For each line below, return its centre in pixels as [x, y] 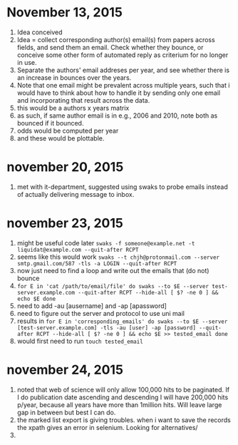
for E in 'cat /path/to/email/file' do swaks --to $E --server [113, 286]
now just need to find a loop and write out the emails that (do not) [113, 270]
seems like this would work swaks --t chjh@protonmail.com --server [118, 257]
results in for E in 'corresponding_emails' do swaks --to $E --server [122, 321]
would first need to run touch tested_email [80, 341]
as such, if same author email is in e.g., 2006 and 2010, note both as [117, 116]
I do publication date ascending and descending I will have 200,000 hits [123, 397]
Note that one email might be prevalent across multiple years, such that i [123, 85]
